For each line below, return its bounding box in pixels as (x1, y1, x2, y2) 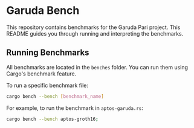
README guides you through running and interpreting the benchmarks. (6, 30, 184, 37)
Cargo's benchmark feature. (6, 70, 77, 77)
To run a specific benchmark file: (6, 82, 89, 89)
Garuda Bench (6, 4, 80, 18)
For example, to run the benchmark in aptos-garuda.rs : (6, 104, 144, 112)
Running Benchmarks (6, 48, 89, 58)
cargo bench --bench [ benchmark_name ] (6, 93, 104, 100)
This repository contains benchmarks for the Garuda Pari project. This (6, 24, 181, 31)
